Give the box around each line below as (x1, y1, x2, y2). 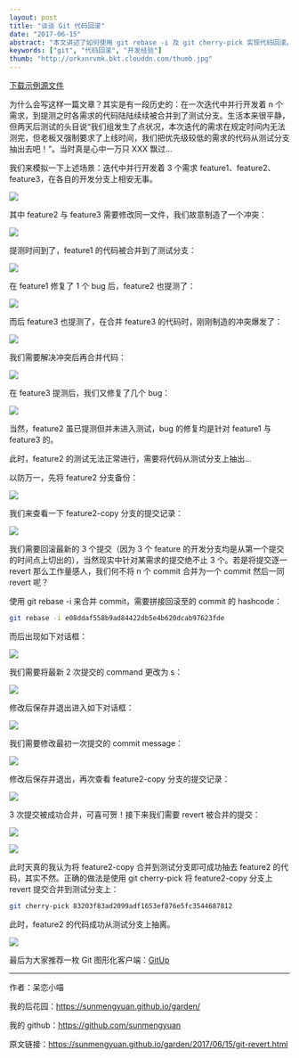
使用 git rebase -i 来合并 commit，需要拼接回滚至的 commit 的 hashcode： (9, 596, 282, 606)
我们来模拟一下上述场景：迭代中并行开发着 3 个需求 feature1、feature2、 (9, 162, 276, 173)
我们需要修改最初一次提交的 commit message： (9, 737, 184, 749)
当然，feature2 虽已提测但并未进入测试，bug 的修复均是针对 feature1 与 (9, 423, 271, 433)
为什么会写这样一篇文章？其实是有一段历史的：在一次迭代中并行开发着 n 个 (9, 99, 284, 110)
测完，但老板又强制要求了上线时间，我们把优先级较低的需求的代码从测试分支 (9, 133, 290, 143)
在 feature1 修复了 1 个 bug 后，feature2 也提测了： (9, 281, 196, 291)
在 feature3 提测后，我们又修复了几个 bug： (9, 388, 171, 398)
